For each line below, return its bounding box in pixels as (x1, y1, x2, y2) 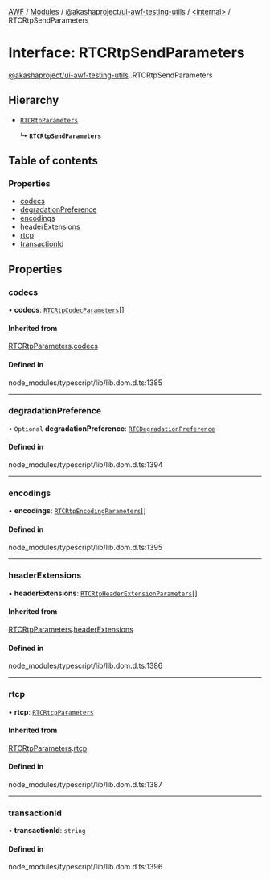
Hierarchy (8, 93, 59, 107)
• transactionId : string (8, 826, 86, 835)
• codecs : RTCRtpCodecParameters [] (8, 305, 125, 315)
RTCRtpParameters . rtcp (8, 743, 88, 753)
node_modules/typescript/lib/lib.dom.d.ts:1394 (8, 460, 163, 470)
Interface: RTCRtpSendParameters (8, 44, 245, 62)
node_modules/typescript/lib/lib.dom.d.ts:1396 (8, 862, 163, 872)
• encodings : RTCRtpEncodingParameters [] (8, 506, 146, 516)
